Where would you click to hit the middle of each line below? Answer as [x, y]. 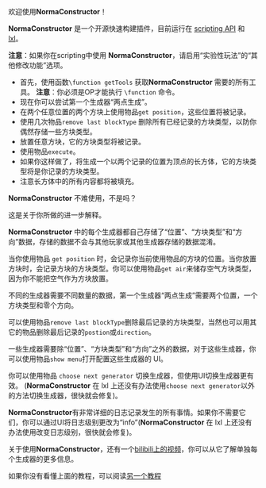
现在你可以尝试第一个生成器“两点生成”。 [86, 102]
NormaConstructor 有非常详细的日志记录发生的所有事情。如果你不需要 [124, 412]
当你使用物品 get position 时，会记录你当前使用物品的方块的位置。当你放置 [132, 259]
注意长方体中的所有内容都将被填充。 [79, 181]
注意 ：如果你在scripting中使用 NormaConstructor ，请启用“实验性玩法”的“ [130, 55]
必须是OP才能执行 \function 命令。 [121, 92]
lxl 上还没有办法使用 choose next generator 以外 [178, 386]
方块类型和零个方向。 [43, 305]
